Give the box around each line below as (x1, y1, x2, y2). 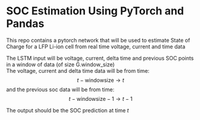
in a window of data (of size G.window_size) (6, 61, 115, 68)
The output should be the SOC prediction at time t (6, 106, 129, 114)
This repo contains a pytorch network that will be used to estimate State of (6, 36, 190, 44)
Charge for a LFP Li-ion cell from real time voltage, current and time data (6, 43, 186, 50)
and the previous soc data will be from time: (6, 85, 115, 93)
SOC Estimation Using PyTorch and (6, 4, 184, 18)
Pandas (6, 17, 45, 30)
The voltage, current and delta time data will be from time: (6, 67, 150, 74)
